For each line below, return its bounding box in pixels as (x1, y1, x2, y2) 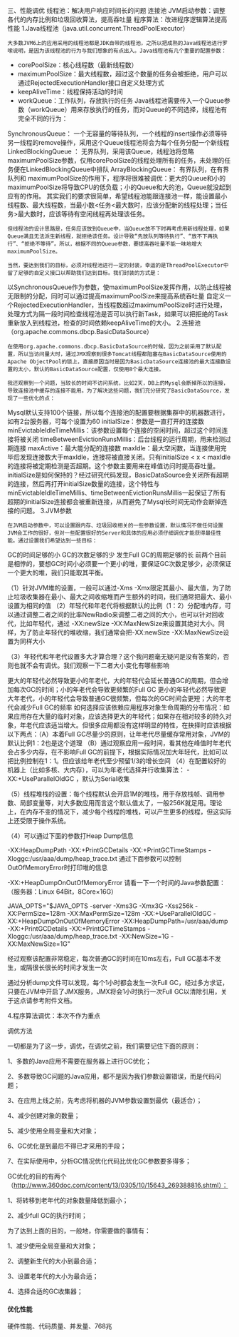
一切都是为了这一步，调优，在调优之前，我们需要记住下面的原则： (7, 1041, 201, 1050)
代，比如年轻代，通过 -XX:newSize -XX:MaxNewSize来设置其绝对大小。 (7, 620, 219, 627)
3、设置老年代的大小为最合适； (7, 1272, 99, 1280)
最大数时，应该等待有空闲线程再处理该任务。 (17, 210, 149, 218)
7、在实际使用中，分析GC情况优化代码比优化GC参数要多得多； (7, 1157, 192, 1165)
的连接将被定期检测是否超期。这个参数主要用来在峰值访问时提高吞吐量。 (7, 462, 219, 470)
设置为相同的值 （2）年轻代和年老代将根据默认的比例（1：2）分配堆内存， (7, 602, 225, 610)
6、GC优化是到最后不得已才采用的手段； (7, 1141, 127, 1150)
